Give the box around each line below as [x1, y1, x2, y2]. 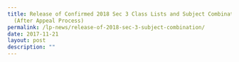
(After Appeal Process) [14, 17, 84, 24]
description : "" [7, 43, 55, 51]
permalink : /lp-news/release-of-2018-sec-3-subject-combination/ [7, 24, 205, 31]
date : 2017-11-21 [7, 30, 59, 38]
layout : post [7, 37, 46, 44]
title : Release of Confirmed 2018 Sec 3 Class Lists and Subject [7, 10, 205, 18]
